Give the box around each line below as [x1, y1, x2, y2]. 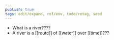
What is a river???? [12, 25, 51, 30]
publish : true [5, 7, 34, 12]
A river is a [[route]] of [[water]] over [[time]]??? [12, 30, 110, 36]
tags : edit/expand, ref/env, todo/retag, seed [5, 12, 102, 16]
